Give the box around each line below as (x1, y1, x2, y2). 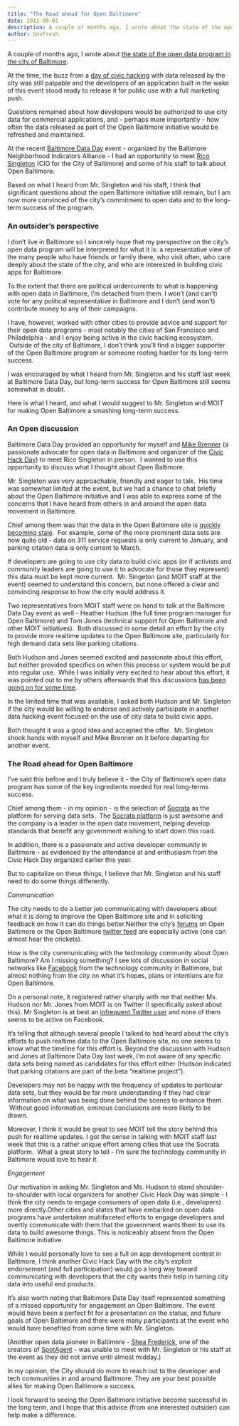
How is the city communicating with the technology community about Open (7, 949, 229, 957)
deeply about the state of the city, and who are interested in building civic (7, 260, 223, 269)
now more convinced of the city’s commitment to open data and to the (7, 196, 213, 204)
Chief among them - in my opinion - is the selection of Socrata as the (7, 804, 210, 813)
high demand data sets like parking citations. (7, 639, 139, 647)
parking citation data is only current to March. (7, 543, 142, 552)
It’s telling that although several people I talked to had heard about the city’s (7, 1029, 229, 1038)
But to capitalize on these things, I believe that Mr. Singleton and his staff (7, 870, 221, 878)
